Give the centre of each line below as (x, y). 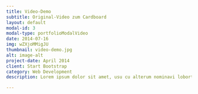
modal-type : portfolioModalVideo (47, 33)
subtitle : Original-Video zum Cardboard (57, 17)
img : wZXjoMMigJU (27, 45)
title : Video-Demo (29, 11)
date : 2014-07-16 (27, 39)
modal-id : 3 (21, 28)
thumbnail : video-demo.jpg (39, 50)
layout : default (26, 22)
